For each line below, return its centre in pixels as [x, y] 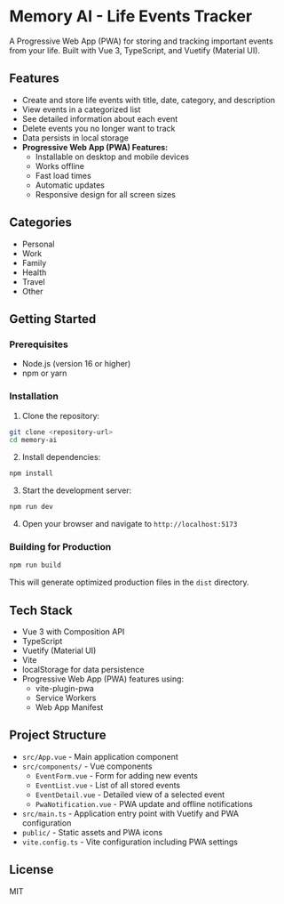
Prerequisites [39, 344]
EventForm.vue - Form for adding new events [116, 775]
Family [34, 262]
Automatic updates [70, 185]
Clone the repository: [61, 416]
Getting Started [53, 319]
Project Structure [58, 735]
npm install [31, 473]
